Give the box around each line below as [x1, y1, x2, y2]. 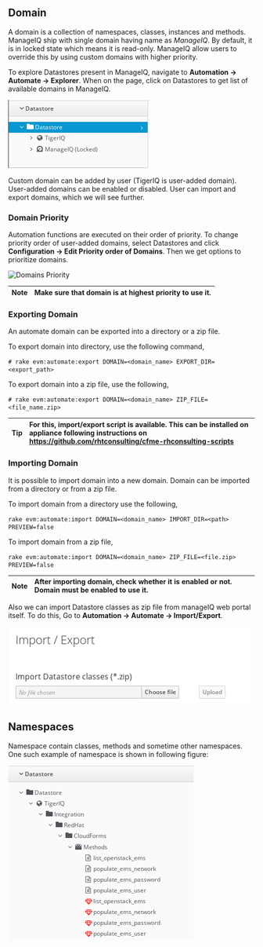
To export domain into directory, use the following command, [8, 342, 205, 352]
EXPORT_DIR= [175, 358, 215, 366]
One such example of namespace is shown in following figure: [8, 749, 209, 759]
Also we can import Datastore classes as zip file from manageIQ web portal [8, 602, 251, 612]
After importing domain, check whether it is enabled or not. [34, 577, 232, 587]
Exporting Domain [8, 309, 78, 320]
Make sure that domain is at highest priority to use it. [34, 287, 211, 297]
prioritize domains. [8, 255, 69, 265]
